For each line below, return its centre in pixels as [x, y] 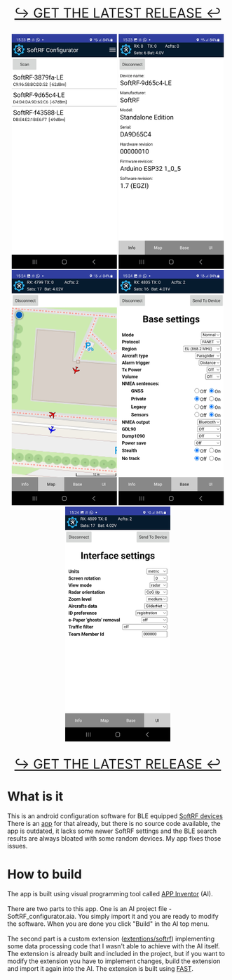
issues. [18, 846]
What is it [35, 796]
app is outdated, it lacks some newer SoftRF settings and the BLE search [112, 831]
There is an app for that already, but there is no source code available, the [114, 823]
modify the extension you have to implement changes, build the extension [114, 961]
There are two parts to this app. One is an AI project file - [89, 908]
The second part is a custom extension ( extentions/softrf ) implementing [111, 938]
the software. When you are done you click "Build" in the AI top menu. [108, 924]
